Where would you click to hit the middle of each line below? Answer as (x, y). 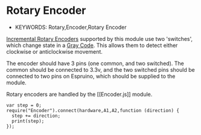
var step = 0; (24, 105)
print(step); (28, 121)
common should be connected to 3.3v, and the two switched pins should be (101, 69)
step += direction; (36, 116)
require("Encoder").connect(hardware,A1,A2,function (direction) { (93, 110)
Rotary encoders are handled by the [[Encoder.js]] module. (79, 94)
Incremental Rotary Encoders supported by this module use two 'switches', (100, 39)
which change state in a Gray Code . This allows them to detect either (92, 45)
